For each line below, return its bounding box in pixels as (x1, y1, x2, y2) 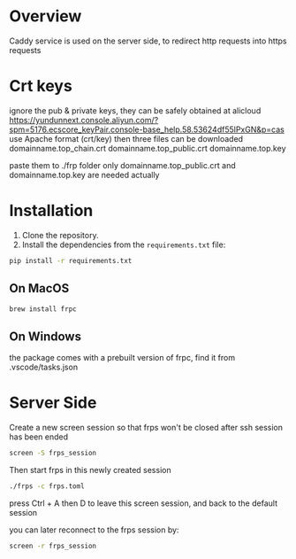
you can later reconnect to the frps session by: (9, 524, 179, 535)
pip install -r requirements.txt (9, 256, 133, 265)
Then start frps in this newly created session (9, 465, 171, 475)
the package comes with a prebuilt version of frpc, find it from (9, 353, 236, 363)
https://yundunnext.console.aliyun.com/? (9, 114, 159, 125)
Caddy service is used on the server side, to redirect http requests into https (9, 35, 287, 46)
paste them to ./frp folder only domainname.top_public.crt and (9, 159, 236, 170)
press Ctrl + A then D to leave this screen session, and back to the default (9, 498, 278, 509)
